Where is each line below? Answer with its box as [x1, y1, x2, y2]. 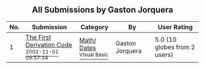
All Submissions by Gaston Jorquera [32, 5, 173, 15]
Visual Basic [79, 51, 109, 58]
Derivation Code [25, 41, 72, 49]
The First [25, 33, 51, 41]
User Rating [157, 22, 193, 31]
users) [154, 50, 174, 59]
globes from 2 [154, 42, 195, 51]
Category [80, 22, 109, 31]
